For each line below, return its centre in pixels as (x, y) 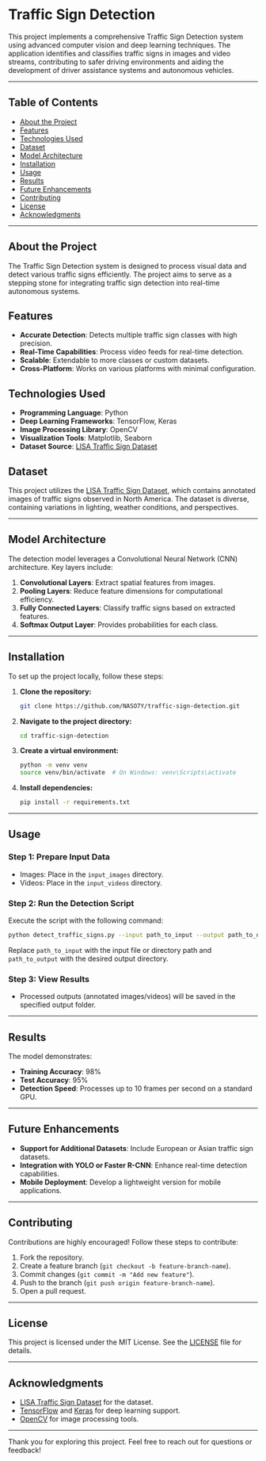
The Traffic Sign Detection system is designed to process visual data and (127, 266)
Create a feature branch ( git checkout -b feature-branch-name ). (125, 1265)
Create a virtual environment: (69, 751)
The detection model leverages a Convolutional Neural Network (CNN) (123, 558)
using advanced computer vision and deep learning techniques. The (120, 44)
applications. (40, 1190)
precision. (36, 343)
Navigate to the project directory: (76, 721)
